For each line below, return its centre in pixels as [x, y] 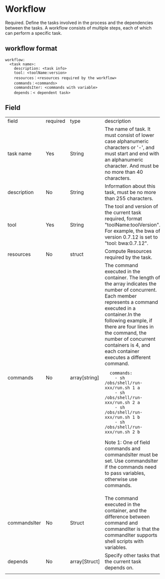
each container [122, 351]
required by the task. [128, 257]
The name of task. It [128, 129]
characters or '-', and [130, 147]
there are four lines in [129, 327]
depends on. [119, 567]
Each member [121, 296]
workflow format [31, 48]
